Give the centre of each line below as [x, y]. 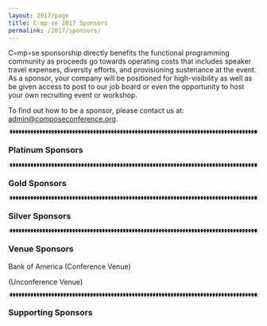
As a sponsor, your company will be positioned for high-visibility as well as [130, 78]
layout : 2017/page [39, 16]
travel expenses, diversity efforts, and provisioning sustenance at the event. [132, 70]
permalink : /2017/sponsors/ [55, 30]
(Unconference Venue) [46, 281]
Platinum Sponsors [46, 150]
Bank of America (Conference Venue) [70, 266]
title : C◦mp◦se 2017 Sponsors [58, 23]
